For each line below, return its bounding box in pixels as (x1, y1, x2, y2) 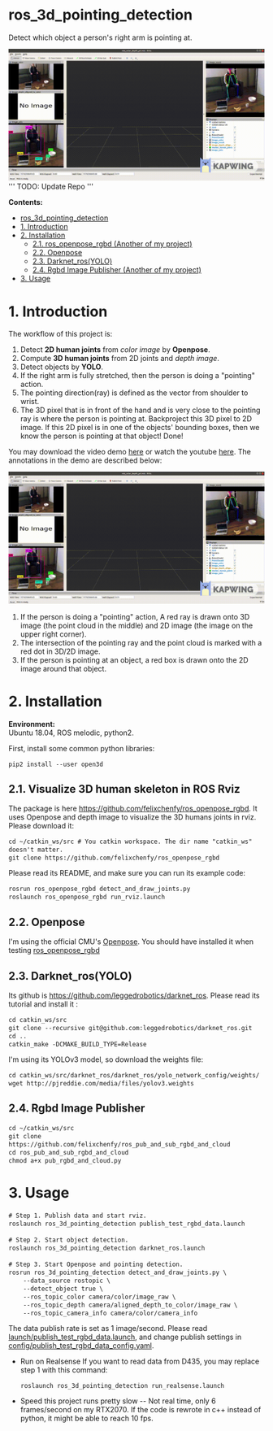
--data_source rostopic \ (23, 1277, 111, 1285)
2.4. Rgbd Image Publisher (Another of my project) (32, 265, 201, 275)
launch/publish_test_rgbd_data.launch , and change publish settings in (8, 1332, 242, 1342)
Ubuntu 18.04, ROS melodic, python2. (8, 728, 134, 737)
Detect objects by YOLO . (19, 362, 104, 372)
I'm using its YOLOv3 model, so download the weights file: (8, 1055, 204, 1064)
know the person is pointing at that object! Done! (19, 431, 184, 441)
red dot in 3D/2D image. (19, 646, 101, 656)
